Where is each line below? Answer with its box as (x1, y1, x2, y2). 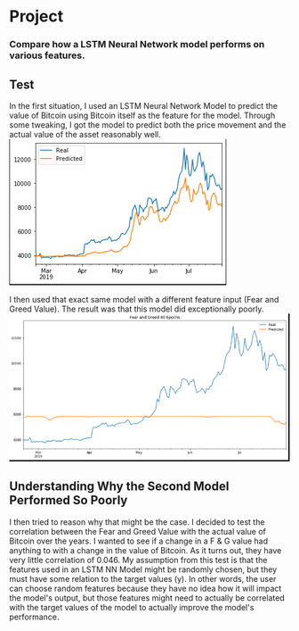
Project (9, 6, 64, 27)
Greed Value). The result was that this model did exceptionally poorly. (9, 303, 264, 314)
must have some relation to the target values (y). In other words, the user (9, 573, 277, 584)
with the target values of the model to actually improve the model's (9, 602, 255, 612)
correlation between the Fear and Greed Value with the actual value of (9, 526, 267, 536)
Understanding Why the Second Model (9, 479, 230, 494)
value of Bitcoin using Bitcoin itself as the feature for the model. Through (9, 110, 276, 120)
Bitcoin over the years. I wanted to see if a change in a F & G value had (9, 536, 269, 546)
